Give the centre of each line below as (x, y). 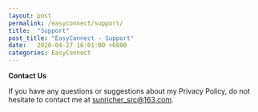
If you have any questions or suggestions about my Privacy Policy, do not (129, 91)
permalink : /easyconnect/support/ (66, 23)
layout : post (30, 16)
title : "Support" (39, 30)
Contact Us (27, 76)
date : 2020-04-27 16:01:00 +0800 (68, 46)
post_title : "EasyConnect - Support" (71, 38)
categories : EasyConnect (50, 53)
